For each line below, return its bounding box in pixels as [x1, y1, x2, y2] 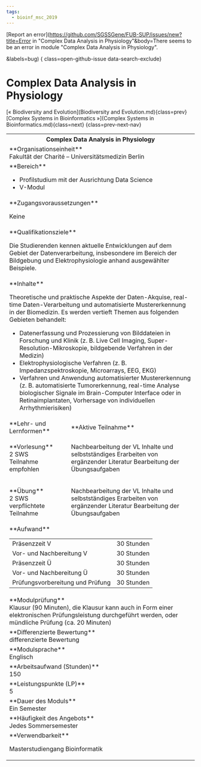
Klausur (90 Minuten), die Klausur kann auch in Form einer [9, 604, 173, 612]
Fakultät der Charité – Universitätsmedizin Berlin [9, 153, 145, 161]
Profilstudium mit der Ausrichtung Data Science [19, 176, 153, 184]
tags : [6, 8, 20, 15]
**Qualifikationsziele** [9, 228, 77, 236]
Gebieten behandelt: [9, 315, 67, 324]
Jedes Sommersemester [9, 722, 78, 730]
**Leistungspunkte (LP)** [9, 680, 86, 688]
